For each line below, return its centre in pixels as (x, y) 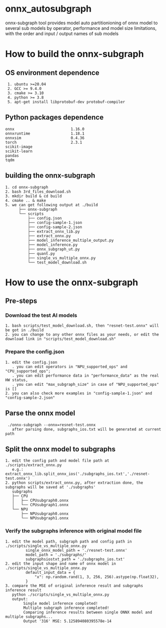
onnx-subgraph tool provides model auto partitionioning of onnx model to (81, 23)
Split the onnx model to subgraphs (61, 449)
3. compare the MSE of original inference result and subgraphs (74, 586)
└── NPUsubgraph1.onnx (45, 518)
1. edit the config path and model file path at (57, 461)
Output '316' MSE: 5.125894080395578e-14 (68, 621)
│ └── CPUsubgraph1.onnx (40, 505)
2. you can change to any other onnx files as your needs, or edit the (82, 335)
